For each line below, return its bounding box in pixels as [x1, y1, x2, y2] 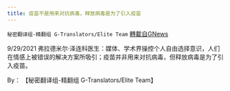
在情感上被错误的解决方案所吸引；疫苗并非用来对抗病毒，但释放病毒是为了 [7, 53, 218, 61]
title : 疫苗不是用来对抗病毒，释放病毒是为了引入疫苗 [7, 10, 141, 17]
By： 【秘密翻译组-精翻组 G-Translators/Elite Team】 [7, 76, 157, 84]
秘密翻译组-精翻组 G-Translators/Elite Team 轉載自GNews [7, 29, 168, 38]
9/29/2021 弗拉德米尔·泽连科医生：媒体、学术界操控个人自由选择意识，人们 [7, 44, 220, 52]
